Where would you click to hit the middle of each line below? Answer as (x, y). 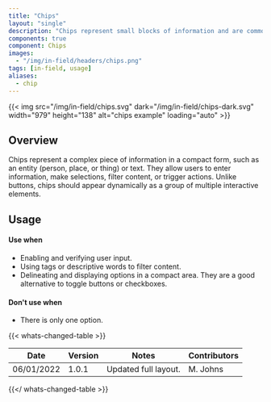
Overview (33, 140)
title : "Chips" (34, 16)
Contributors (214, 356)
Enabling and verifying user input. (76, 258)
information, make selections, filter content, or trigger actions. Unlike (123, 177)
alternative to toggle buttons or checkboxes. (94, 283)
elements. (25, 194)
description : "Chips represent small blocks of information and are (126, 31)
